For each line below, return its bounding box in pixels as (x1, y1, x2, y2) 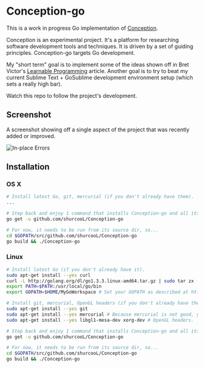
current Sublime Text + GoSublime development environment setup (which (6, 74, 193, 81)
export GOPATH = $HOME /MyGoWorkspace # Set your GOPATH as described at (6, 289, 189, 296)
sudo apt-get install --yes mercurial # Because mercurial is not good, (6, 311, 194, 318)
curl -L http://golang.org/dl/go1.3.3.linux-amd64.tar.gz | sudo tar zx (6, 278, 194, 284)
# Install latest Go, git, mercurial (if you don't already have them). (6, 193, 194, 200)
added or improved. (6, 132, 56, 139)
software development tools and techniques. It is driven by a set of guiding (6, 43, 194, 50)
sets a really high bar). (6, 80, 63, 88)
